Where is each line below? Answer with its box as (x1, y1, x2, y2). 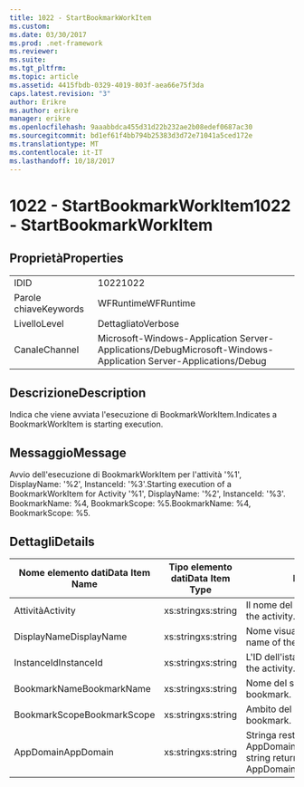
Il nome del (245, 599, 293, 611)
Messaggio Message (9, 445, 127, 460)
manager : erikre (9, 114, 71, 123)
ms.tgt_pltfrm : (9, 64, 67, 73)
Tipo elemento (168, 561, 233, 573)
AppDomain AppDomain (14, 745, 115, 758)
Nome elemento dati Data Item (18, 566, 151, 579)
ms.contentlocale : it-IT (9, 148, 103, 157)
